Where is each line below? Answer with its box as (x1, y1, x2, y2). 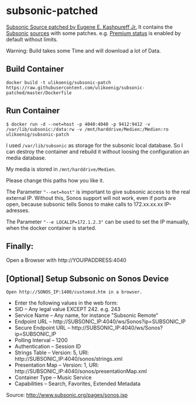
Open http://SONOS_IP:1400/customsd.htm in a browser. (6, 289, 143, 295)
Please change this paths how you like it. (6, 177, 104, 184)
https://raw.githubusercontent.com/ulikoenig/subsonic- (6, 85, 145, 91)
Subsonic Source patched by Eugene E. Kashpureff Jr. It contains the (6, 23, 173, 30)
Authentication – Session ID (14, 343, 81, 350)
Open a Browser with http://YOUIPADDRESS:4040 (6, 257, 127, 264)
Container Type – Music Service (14, 374, 92, 381)
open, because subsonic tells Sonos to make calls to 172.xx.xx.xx (6, 201, 163, 208)
